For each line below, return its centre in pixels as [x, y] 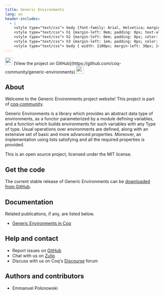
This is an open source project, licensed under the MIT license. [68, 154]
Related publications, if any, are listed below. [50, 214]
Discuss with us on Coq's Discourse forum [55, 261]
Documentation [29, 202]
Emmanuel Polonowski [35, 288]
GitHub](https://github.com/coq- [89, 63]
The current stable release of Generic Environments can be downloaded [78, 182]
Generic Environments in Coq [42, 224]
